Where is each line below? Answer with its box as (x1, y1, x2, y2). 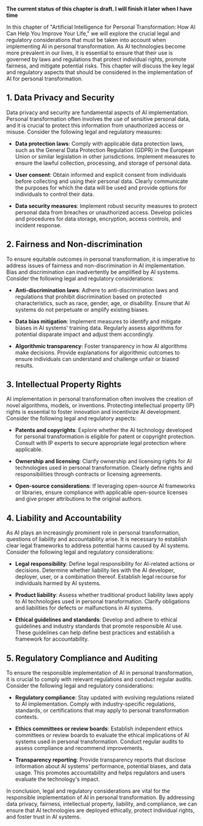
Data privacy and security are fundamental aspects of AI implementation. (6, 109, 189, 116)
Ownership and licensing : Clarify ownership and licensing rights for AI (15, 458, 192, 465)
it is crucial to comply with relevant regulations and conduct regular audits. (6, 676, 193, 683)
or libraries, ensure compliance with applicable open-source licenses (15, 489, 188, 496)
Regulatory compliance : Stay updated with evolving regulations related (15, 694, 194, 701)
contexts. (15, 714, 39, 721)
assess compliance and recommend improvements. (15, 745, 144, 752)
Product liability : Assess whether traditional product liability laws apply (15, 591, 194, 599)
